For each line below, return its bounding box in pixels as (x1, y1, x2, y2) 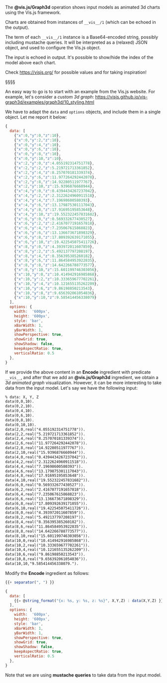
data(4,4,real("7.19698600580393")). (5, 464, 83, 469)
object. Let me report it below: (5, 114, 67, 120)
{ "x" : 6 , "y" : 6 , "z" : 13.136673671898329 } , (14, 230, 97, 236)
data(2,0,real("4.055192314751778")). (5, 427, 85, 432)
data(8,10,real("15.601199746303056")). (5, 533, 90, 539)
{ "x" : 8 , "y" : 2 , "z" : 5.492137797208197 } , (14, 249, 94, 254)
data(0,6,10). (5, 413, 35, 418)
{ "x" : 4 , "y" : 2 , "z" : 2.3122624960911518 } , (14, 193, 97, 198)
